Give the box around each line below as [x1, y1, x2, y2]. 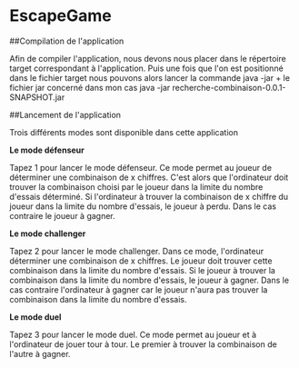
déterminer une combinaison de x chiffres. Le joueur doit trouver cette [9, 255, 273, 266]
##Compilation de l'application [9, 35, 125, 46]
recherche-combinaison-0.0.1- [172, 82, 286, 93]
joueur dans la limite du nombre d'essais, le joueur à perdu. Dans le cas [9, 201, 277, 212]
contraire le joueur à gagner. [9, 210, 115, 221]
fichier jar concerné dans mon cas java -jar [9, 82, 171, 93]
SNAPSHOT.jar [9, 92, 65, 103]
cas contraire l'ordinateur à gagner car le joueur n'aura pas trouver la [9, 283, 268, 295]
